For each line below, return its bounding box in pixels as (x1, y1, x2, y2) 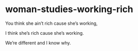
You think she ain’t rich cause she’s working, (5, 20, 98, 26)
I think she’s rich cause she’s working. (5, 30, 84, 36)
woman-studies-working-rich (5, 4, 133, 15)
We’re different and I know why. (5, 39, 71, 46)
